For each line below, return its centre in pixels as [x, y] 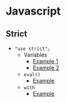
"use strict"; [32, 49]
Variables [35, 55]
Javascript [33, 11]
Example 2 [46, 68]
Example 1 [45, 61]
